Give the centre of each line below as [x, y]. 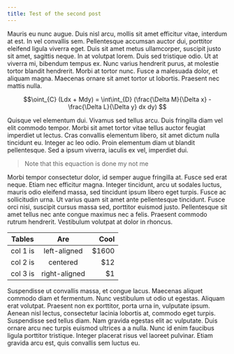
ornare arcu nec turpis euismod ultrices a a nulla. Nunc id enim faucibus [111, 328]
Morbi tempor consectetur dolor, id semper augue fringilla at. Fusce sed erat [117, 177]
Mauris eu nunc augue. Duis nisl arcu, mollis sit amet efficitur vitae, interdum [117, 34]
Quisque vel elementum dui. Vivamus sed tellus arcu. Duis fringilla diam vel [115, 120]
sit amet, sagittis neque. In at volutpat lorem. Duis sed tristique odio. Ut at [113, 56]
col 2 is [23, 262]
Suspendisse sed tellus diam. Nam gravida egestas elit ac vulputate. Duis [112, 320]
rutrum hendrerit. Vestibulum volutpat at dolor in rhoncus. [90, 222]
